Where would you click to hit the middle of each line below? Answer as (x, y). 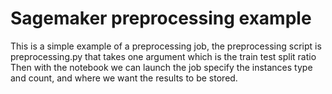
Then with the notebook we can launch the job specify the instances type (161, 67)
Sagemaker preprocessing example (161, 18)
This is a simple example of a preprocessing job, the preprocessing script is (166, 46)
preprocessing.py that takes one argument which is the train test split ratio (163, 56)
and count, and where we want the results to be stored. (124, 78)
